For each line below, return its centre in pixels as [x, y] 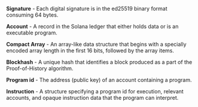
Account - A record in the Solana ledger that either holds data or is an [92, 26]
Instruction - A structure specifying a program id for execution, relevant [95, 91]
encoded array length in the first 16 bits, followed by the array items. [90, 51]
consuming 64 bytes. [32, 15]
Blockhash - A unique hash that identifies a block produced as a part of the [99, 62]
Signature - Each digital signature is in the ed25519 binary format [87, 9]
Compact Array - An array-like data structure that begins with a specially [96, 44]
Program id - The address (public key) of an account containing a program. [99, 80]
